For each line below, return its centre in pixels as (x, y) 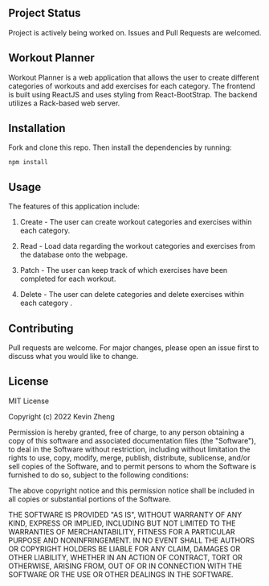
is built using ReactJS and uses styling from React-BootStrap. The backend (133, 94)
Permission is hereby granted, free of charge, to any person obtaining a (126, 432)
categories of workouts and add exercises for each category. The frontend (132, 86)
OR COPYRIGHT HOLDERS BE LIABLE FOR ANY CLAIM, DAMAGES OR (124, 549)
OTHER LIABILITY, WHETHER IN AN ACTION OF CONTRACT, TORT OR (125, 557)
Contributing (41, 328)
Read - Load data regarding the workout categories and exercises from (137, 246)
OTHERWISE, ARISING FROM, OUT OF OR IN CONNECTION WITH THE (125, 566)
